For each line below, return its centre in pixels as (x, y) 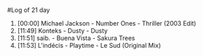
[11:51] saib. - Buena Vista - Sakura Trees (76, 38)
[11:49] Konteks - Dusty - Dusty (62, 31)
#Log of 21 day (29, 10)
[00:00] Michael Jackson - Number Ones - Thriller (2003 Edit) (107, 23)
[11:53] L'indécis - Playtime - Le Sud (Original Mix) (89, 45)
